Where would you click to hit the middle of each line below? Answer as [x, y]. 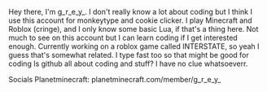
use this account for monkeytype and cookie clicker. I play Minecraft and [130, 20]
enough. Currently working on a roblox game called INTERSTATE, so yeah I [134, 46]
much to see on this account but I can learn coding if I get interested [123, 37]
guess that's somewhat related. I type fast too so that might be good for [129, 55]
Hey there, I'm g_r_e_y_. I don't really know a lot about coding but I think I [130, 12]
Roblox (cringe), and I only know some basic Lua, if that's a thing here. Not [133, 29]
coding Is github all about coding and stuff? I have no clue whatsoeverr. [128, 64]
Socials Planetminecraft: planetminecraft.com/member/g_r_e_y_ [115, 79]
